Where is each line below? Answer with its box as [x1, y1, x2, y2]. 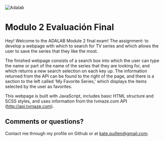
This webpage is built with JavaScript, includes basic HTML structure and [5, 93, 154, 99]
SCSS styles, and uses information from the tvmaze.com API [5, 98, 127, 104]
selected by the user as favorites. [5, 83, 72, 89]
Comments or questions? [5, 118, 84, 126]
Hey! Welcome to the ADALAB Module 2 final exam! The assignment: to [5, 38, 149, 43]
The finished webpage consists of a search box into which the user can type [5, 58, 160, 63]
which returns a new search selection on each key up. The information [5, 68, 147, 74]
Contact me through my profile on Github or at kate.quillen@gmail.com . [5, 130, 149, 136]
